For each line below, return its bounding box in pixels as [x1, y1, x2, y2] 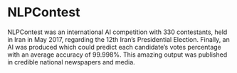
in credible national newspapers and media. [7, 57, 135, 66]
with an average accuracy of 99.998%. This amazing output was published [7, 50, 228, 59]
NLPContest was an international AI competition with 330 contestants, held [7, 28, 228, 36]
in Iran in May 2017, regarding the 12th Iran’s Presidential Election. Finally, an [7, 35, 230, 43]
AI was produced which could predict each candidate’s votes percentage [7, 43, 222, 51]
